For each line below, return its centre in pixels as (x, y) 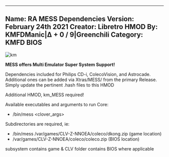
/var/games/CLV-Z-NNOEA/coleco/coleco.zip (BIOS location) (76, 139)
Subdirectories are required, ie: (37, 124)
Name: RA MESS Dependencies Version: (70, 19)
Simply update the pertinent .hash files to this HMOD (60, 85)
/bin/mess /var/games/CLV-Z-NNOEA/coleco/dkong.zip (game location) (87, 133)
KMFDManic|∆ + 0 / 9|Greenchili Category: (74, 35)
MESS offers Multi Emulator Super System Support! (60, 64)
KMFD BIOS (24, 43)
